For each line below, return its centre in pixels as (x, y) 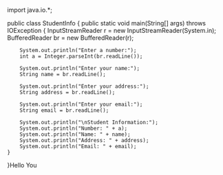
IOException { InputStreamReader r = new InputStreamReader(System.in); (112, 31)
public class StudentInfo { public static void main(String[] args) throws (107, 23)
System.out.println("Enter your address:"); (84, 86)
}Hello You (22, 165)
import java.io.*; (30, 10)
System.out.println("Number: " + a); (74, 128)
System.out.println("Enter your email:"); (81, 104)
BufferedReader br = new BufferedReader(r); (71, 38)
